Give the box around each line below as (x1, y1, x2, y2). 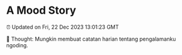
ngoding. (6, 41, 29, 48)
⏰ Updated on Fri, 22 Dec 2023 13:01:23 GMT (6, 23, 119, 30)
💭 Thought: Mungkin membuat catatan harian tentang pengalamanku (6, 35, 176, 42)
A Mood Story (6, 4, 77, 17)
